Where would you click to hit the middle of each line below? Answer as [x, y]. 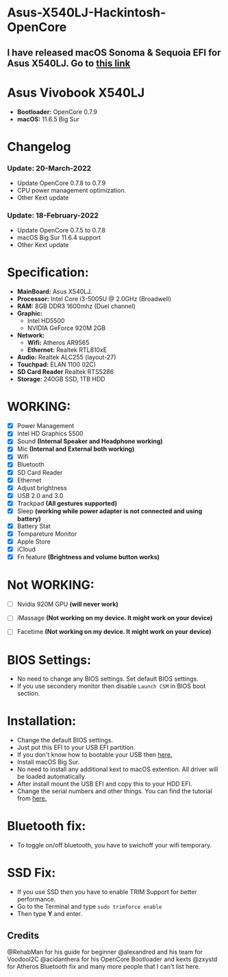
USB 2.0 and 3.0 [40, 495]
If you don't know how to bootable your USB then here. [94, 755]
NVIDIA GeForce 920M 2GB [66, 328]
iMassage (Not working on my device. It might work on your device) [115, 618]
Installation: [42, 721]
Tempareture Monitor [47, 534]
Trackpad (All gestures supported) [67, 503]
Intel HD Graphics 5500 [50, 434]
